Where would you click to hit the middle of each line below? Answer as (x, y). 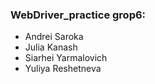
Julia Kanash (51, 47)
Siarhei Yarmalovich (66, 58)
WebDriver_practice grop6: (78, 15)
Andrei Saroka (54, 37)
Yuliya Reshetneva (63, 69)
